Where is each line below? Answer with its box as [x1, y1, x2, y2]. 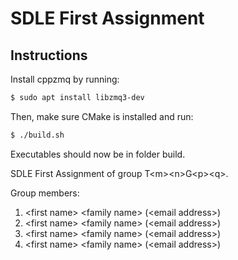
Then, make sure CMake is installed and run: [10, 110, 194, 122]
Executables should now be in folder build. [10, 148, 186, 160]
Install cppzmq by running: [10, 73, 120, 85]
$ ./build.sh [10, 130, 65, 140]
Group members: [10, 187, 80, 199]
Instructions [10, 47, 88, 64]
